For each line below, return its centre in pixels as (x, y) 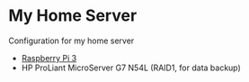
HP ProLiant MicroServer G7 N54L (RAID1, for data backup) (131, 68)
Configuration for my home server (71, 41)
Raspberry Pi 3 (49, 58)
